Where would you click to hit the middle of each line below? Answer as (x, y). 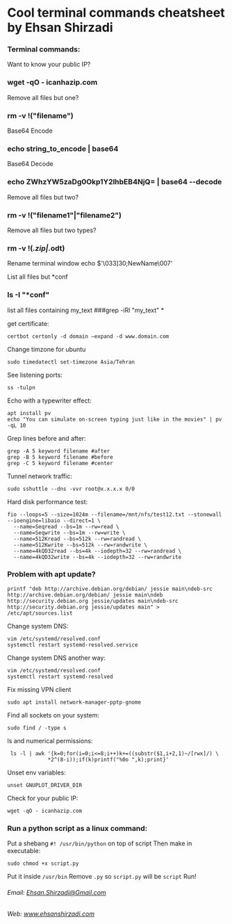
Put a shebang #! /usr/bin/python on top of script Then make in (100, 843)
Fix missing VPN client (39, 689)
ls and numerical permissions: (50, 740)
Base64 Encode (30, 131)
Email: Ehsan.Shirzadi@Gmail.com (57, 892)
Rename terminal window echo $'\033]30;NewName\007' (90, 264)
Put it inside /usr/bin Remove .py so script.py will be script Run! (102, 877)
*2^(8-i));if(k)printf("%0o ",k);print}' (108, 759)
